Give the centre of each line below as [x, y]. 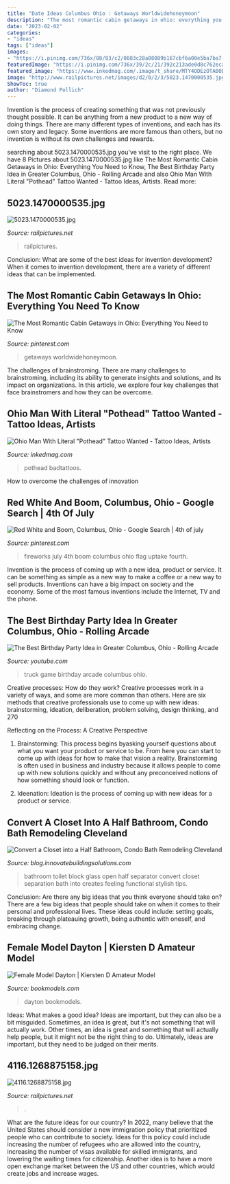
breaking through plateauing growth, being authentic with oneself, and [106, 919]
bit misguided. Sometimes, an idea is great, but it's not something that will [111, 1022]
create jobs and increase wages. [53, 1173]
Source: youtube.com [38, 661]
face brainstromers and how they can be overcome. [80, 392]
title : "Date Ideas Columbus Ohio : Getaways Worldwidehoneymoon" [104, 13]
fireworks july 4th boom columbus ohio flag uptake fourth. [106, 557]
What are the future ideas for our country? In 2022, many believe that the [110, 1122]
